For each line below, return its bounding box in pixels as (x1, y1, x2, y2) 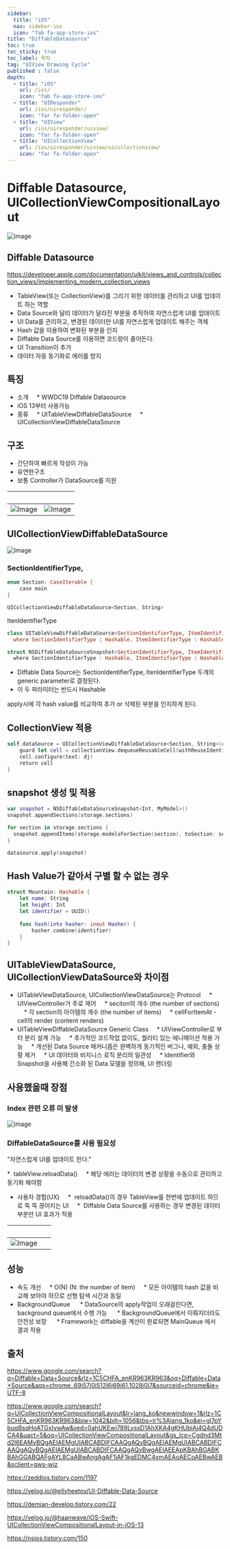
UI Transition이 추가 (16, 343, 72, 351)
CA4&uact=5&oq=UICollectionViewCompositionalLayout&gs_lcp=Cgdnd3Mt (7, 1431, 222, 1439)
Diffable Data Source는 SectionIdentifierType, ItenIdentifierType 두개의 (16, 668, 214, 676)
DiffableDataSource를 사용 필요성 (7, 1138, 116, 1147)
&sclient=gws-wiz (7, 1460, 58, 1468)
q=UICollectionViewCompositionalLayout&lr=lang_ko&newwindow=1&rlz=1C (7, 1409, 222, 1417)
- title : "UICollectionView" (13, 138, 97, 145)
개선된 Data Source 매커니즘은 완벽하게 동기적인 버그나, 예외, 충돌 (36, 1042, 214, 1051)
